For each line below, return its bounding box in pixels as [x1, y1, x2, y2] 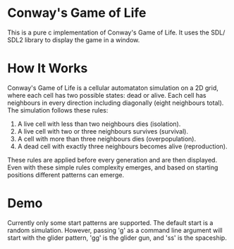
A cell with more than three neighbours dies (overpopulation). [17, 134, 196, 143]
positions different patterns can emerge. [7, 170, 125, 179]
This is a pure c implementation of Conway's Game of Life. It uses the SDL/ [7, 28, 226, 37]
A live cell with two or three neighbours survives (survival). [17, 127, 189, 135]
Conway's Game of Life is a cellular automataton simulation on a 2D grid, [7, 83, 218, 92]
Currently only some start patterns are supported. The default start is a [7, 218, 214, 226]
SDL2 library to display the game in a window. [7, 35, 140, 44]
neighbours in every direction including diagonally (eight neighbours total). [7, 98, 224, 107]
